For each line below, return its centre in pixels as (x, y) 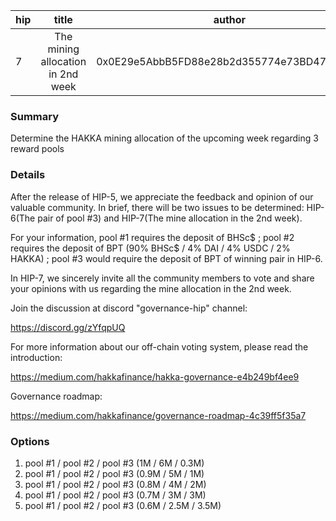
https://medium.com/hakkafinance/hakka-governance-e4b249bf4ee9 (155, 376)
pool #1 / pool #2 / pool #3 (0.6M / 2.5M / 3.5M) (123, 505)
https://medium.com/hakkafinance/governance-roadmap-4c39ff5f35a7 (158, 415)
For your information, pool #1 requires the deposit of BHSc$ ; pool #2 (152, 237)
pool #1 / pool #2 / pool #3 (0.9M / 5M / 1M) (114, 473)
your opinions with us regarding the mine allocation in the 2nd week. (151, 288)
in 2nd (63, 74)
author (230, 19)
